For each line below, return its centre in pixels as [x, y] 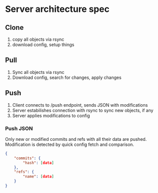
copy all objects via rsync [38, 39]
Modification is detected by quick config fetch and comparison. [70, 144]
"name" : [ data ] [39, 177]
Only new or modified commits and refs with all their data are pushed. [76, 139]
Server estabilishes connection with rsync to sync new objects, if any [83, 110]
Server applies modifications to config [51, 116]
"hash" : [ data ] [39, 163]
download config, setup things [43, 45]
